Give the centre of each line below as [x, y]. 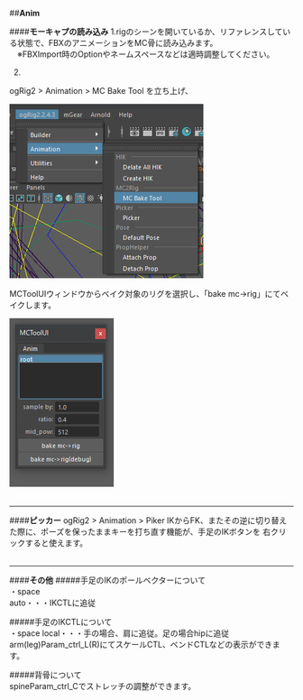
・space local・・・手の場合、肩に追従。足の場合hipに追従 [119, 633]
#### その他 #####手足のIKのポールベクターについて [107, 580]
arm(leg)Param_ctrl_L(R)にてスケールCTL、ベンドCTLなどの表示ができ [141, 645]
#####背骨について [46, 675]
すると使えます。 [56, 543]
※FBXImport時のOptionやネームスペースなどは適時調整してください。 [146, 54]
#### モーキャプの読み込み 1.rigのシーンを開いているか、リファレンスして [146, 32]
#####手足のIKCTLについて [61, 622]
